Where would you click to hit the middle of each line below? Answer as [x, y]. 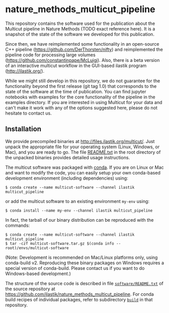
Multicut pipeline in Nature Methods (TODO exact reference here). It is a [80, 28]
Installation [23, 129]
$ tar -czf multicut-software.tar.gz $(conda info [60, 244]
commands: [18, 225]
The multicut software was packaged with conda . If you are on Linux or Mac [85, 167]
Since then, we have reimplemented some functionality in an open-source [82, 44]
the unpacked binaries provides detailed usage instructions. [68, 157]
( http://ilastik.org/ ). [25, 71]
